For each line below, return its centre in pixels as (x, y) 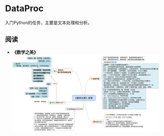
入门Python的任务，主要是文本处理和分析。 (49, 22)
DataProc (24, 9)
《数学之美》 (25, 52)
